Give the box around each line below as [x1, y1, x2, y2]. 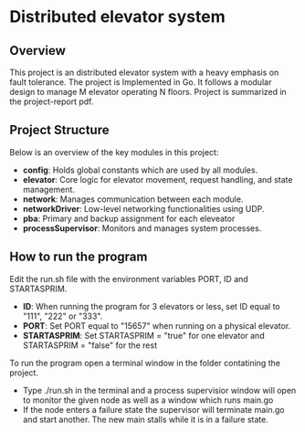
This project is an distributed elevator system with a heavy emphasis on [9, 67, 279, 78]
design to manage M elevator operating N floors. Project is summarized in [9, 87, 288, 97]
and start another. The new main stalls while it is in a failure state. [22, 414, 269, 425]
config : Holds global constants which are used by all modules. [22, 164, 258, 175]
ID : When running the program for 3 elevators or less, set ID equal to [22, 300, 280, 311]
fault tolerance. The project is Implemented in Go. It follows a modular [9, 77, 272, 88]
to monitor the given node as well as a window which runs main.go [22, 395, 274, 406]
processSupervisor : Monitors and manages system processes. [22, 222, 262, 234]
